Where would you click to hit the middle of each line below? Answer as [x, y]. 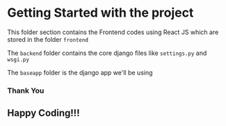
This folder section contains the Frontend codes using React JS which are [113, 32]
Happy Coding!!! [43, 113]
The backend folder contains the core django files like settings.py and [107, 53]
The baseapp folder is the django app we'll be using [80, 72]
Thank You [26, 90]
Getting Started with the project [100, 13]
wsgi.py [18, 60]
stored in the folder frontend [48, 39]
